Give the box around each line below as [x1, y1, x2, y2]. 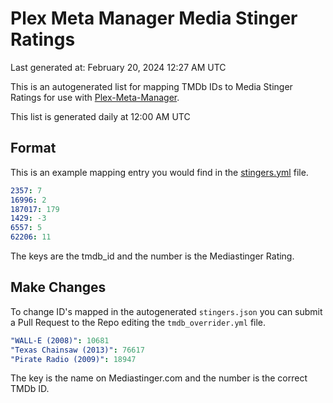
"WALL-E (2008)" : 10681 [10, 335, 110, 346]
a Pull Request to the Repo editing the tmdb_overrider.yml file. [10, 316, 267, 328]
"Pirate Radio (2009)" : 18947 [10, 354, 137, 364]
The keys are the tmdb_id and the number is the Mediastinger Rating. [10, 250, 295, 262]
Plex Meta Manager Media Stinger [10, 7, 298, 30]
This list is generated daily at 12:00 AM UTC [10, 110, 191, 122]
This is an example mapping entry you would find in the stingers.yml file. [10, 166, 309, 178]
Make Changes [10, 279, 107, 296]
